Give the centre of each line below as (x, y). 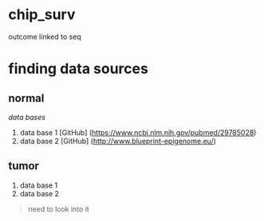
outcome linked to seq (45, 37)
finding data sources (79, 69)
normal (26, 98)
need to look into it (58, 209)
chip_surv (42, 15)
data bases (27, 117)
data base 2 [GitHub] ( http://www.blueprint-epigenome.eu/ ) (118, 141)
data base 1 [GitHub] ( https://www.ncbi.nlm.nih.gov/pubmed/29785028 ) (138, 132)
